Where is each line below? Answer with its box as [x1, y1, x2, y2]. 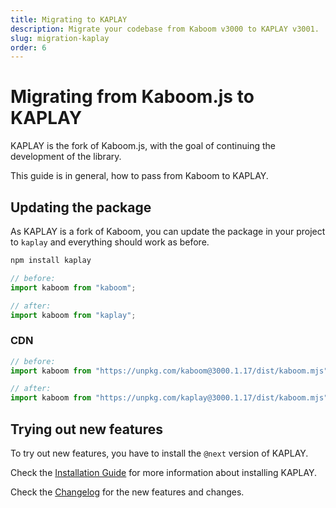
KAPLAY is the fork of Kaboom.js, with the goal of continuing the [10, 140, 276, 152]
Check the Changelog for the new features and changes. [10, 486, 245, 498]
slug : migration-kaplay [10, 33, 110, 43]
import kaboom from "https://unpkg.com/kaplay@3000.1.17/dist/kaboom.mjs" [10, 393, 329, 403]
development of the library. [10, 151, 122, 163]
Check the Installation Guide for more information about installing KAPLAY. [10, 466, 318, 478]
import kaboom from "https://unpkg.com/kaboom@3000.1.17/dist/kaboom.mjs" [10, 366, 329, 376]
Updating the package [10, 199, 152, 216]
